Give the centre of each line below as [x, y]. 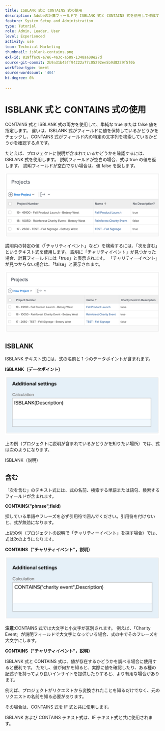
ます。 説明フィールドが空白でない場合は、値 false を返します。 [74, 166]
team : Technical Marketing [33, 47]
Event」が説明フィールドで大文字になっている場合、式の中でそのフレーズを [82, 634]
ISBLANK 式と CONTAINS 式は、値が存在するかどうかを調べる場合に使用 [79, 661]
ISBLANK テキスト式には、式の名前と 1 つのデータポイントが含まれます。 [79, 359]
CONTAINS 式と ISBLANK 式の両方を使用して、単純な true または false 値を [82, 124]
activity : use [20, 42]
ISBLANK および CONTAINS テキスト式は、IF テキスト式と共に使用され [77, 717]
